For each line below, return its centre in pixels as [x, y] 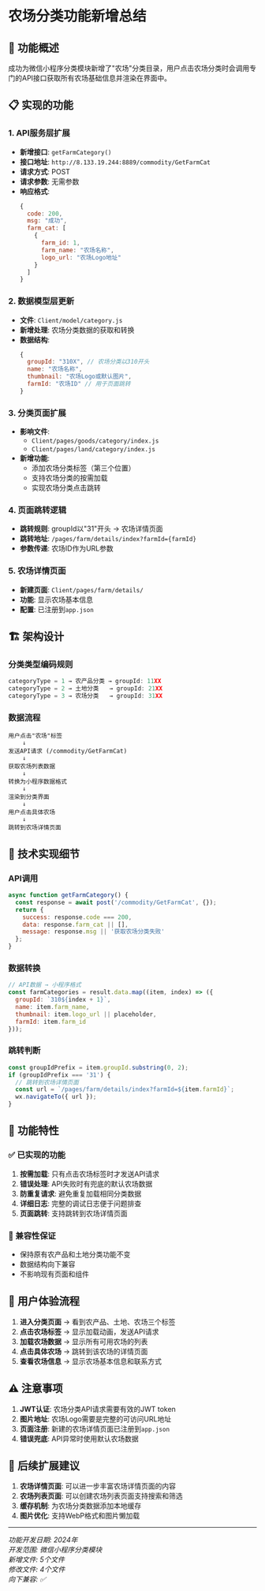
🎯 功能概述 [34, 48]
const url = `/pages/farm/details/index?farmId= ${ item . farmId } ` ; [125, 1089]
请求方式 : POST [45, 171]
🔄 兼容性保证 [32, 1235]
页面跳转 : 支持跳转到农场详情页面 [73, 1213]
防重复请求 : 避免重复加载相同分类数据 [80, 1193]
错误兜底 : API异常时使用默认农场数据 [79, 1438]
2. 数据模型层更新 [41, 301]
